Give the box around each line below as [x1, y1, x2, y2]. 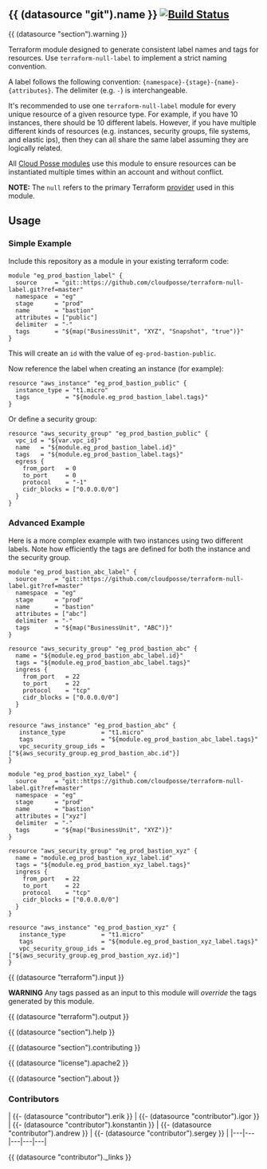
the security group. [8, 552, 72, 562]
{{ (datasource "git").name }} [8, 8, 158, 22]
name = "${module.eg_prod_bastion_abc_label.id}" [15, 651, 183, 660]
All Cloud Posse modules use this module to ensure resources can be [8, 159, 237, 168]
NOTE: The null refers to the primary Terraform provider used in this [8, 182, 234, 192]
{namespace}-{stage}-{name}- [142, 78, 239, 86]
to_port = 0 [22, 471, 77, 479]
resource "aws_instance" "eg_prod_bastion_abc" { [8, 721, 177, 729]
